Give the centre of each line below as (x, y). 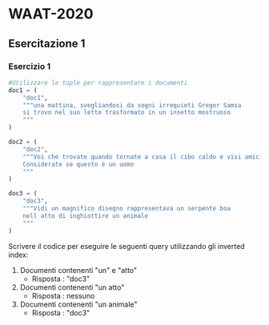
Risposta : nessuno (63, 295)
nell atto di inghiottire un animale (86, 216)
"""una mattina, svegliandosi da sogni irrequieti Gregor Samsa (132, 105)
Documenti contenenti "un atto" (72, 287)
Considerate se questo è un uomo (78, 164)
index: (18, 255)
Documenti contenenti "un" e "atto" (78, 270)
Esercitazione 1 (47, 44)
